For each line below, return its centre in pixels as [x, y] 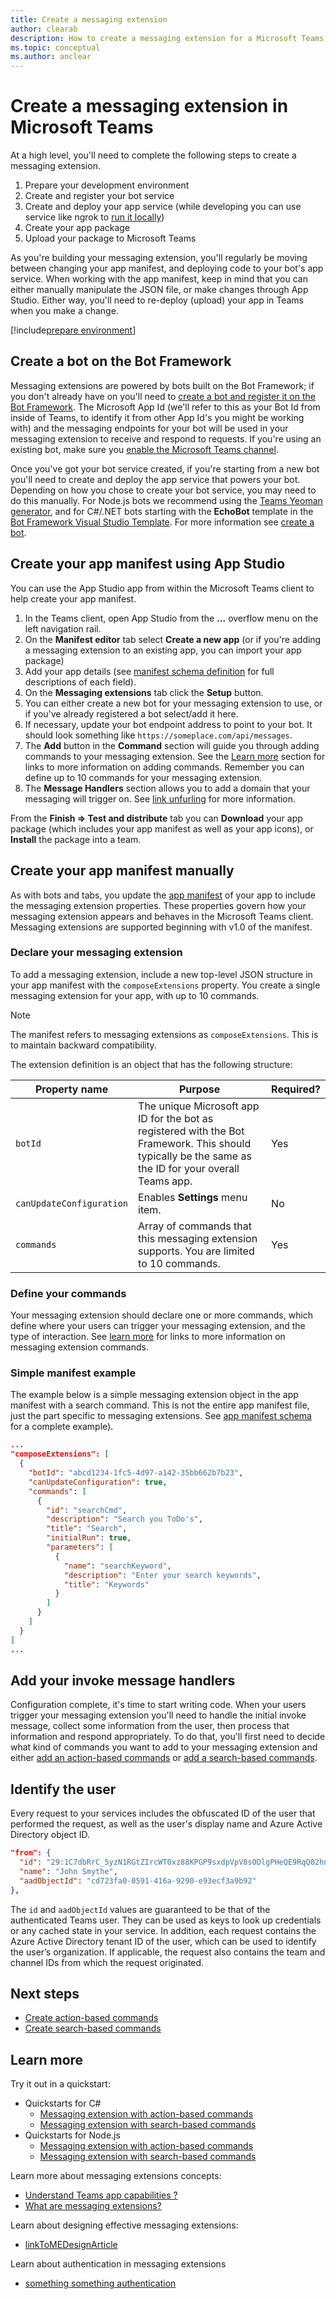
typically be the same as [195, 1156]
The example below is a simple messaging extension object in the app [154, 1395]
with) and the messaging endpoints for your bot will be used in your [149, 428]
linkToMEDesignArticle [71, 2245]
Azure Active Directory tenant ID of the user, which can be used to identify [163, 1941]
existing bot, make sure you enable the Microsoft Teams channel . [144, 449]
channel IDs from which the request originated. [107, 1962]
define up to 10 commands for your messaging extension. [143, 777]
